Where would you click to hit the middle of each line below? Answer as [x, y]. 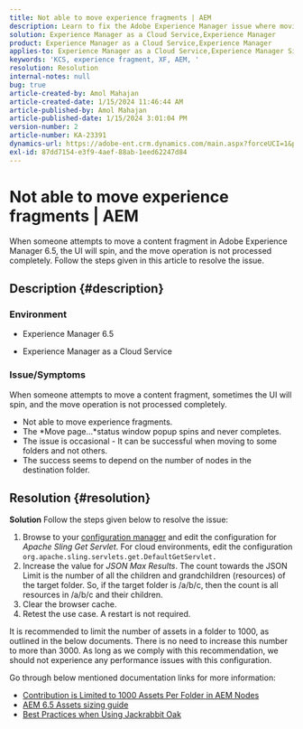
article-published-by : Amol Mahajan [78, 110]
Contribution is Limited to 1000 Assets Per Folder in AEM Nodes [141, 696]
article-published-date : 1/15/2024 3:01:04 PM [98, 118]
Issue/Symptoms [47, 375]
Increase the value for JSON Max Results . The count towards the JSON [155, 566]
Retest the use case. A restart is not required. [106, 614]
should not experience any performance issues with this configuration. [141, 660]
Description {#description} [87, 289]
